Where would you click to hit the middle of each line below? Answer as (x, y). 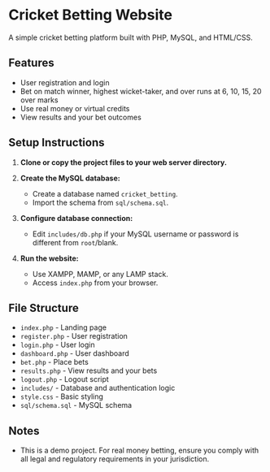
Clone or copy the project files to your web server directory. (124, 162)
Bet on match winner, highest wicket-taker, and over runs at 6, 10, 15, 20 (141, 91)
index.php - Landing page (63, 327)
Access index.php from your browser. (95, 283)
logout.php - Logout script (65, 379)
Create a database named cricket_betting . (105, 193)
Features (31, 63)
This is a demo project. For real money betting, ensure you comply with (139, 450)
